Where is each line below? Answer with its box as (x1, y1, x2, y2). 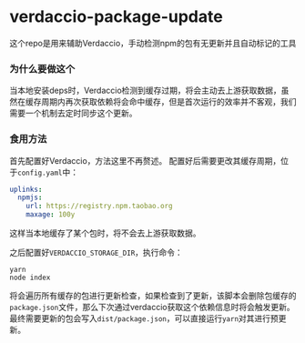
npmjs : (17, 193, 43, 202)
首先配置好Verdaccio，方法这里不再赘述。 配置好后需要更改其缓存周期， (9, 155, 281, 166)
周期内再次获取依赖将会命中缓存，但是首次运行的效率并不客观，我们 (40, 96, 297, 107)
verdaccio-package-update (9, 6, 223, 27)
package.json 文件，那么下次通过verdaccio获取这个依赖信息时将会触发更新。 (9, 302, 295, 313)
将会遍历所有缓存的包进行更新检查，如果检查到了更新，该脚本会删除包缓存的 (9, 290, 297, 301)
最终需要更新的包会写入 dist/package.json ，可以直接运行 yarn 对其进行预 (9, 313, 280, 324)
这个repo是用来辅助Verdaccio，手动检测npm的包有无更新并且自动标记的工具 (9, 37, 297, 48)
